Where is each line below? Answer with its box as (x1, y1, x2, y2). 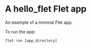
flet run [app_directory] (5, 38, 57, 43)
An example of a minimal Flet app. (5, 19, 73, 25)
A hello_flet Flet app (5, 3, 87, 15)
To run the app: (5, 29, 36, 34)
